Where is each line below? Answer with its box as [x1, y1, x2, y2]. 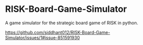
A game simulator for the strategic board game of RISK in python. [5, 20, 139, 26]
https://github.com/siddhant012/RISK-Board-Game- [5, 29, 110, 35]
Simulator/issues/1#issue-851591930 [5, 35, 80, 41]
